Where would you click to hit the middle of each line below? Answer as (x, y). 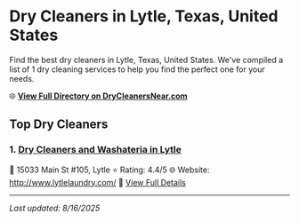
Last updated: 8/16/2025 (55, 208)
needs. (22, 78)
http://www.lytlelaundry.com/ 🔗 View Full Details (98, 182)
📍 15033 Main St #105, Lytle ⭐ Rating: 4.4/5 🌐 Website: (109, 170)
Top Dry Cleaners (59, 125)
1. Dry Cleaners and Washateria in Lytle (96, 150)
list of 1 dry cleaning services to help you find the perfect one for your (137, 69)
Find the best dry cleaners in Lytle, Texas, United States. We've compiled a (146, 59)
